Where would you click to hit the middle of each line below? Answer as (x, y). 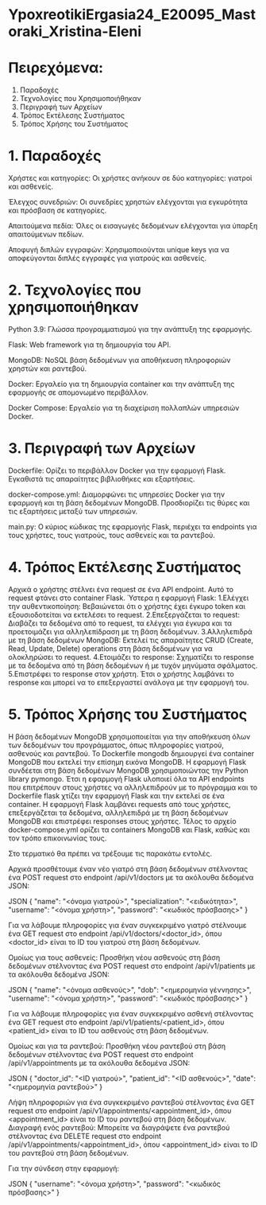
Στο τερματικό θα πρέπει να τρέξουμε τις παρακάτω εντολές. (110, 853)
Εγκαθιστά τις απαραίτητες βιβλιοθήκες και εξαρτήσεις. (102, 478)
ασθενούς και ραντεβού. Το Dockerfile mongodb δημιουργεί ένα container (131, 753)
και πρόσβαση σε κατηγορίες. (58, 211)
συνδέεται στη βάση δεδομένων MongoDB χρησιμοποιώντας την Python (128, 770)
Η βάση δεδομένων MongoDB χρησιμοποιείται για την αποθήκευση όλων (129, 736)
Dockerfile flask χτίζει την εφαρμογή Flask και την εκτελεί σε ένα (116, 796)
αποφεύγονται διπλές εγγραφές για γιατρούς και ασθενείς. (107, 258)
